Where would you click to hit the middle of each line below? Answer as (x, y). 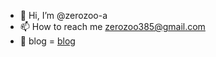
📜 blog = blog (47, 41)
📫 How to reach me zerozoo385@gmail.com (112, 26)
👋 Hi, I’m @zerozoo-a (63, 15)
